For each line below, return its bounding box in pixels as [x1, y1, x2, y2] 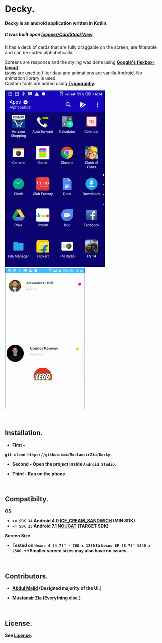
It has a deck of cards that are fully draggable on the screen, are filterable [5, 44, 157, 50]
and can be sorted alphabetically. [5, 49, 74, 55]
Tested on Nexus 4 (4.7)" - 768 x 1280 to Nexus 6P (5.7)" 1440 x [12, 542, 151, 548]
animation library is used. [5, 75, 57, 81]
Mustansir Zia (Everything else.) [12, 595, 81, 601]
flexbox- [136, 59, 155, 65]
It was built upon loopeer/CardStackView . [5, 31, 94, 38]
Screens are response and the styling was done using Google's [5, 59, 136, 65]
